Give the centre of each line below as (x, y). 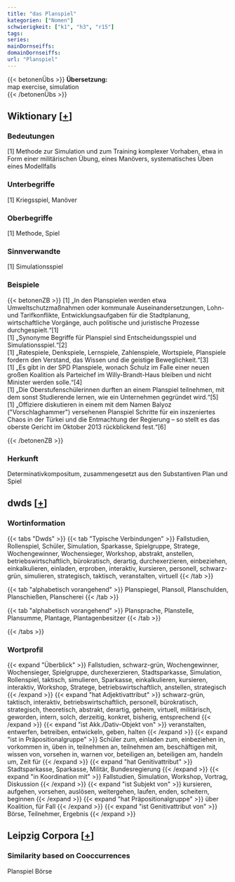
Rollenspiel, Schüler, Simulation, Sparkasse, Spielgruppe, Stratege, (104, 546)
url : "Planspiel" (33, 60)
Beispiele (23, 285)
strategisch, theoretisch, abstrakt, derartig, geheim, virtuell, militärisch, (109, 710)
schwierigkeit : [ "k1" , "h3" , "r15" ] (61, 27)
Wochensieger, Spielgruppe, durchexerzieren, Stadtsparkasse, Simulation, (115, 672)
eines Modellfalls (32, 166)
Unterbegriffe (31, 184)
